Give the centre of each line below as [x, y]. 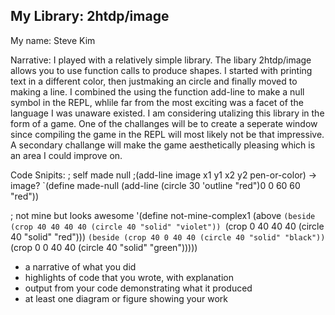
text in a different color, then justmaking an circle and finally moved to [154, 81]
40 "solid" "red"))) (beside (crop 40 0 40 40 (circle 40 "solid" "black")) [168, 236]
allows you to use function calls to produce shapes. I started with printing [161, 70]
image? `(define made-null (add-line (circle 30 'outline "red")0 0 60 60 [155, 185]
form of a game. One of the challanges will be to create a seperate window [164, 123]
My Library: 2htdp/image [90, 16]
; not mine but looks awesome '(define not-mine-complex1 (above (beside [163, 215]
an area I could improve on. [66, 155]
